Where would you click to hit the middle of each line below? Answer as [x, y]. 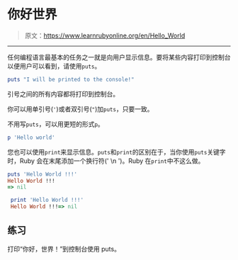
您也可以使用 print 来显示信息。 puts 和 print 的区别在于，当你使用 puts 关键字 [117, 152]
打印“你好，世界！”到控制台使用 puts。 [64, 249]
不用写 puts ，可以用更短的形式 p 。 [56, 124]
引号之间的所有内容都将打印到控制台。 [63, 94]
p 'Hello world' [31, 137]
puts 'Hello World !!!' [42, 174]
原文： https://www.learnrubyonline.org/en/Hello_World [105, 35]
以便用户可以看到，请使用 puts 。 [54, 66]
